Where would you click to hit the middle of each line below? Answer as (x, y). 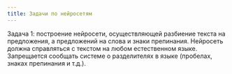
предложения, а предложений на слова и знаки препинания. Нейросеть (115, 41)
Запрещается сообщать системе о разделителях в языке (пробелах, (110, 56)
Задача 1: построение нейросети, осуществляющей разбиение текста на (116, 34)
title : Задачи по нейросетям (50, 14)
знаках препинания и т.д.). (46, 63)
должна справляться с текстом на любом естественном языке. (102, 48)
